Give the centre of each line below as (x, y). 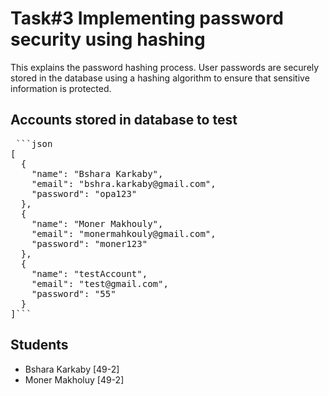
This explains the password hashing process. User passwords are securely (165, 67)
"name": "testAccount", (89, 273)
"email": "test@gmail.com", (100, 283)
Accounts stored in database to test (124, 120)
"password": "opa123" (84, 193)
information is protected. (61, 88)
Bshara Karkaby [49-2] (72, 369)
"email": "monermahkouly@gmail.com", (124, 233)
